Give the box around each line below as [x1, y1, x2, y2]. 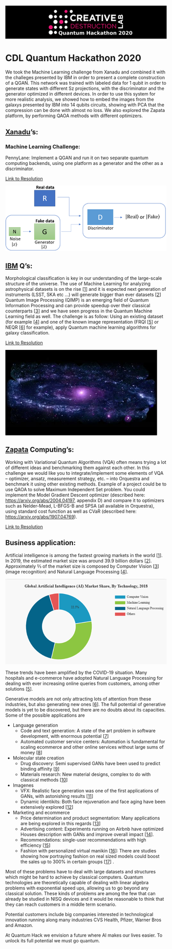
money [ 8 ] [20, 750, 42, 756]
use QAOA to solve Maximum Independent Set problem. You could [5, 486, 145, 492]
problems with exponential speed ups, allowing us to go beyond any [5, 885, 149, 891]
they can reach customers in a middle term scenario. [5, 901, 117, 907]
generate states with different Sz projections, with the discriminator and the [5, 85, 165, 91]
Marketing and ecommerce [12, 810, 70, 816]
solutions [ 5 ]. [5, 686, 33, 692]
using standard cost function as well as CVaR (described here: [5, 508, 137, 514]
